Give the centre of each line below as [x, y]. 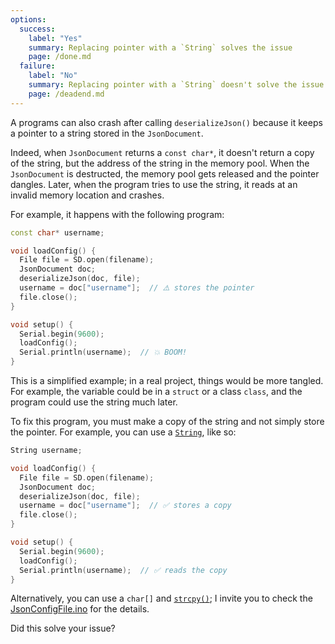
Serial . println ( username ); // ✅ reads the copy [123, 570]
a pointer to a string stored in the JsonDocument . [107, 133]
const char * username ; [57, 232]
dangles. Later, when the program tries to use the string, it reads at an [154, 184]
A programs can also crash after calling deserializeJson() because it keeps [166, 122]
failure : [37, 66]
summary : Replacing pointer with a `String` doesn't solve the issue [176, 85]
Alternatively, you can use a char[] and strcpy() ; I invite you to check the [161, 598]
